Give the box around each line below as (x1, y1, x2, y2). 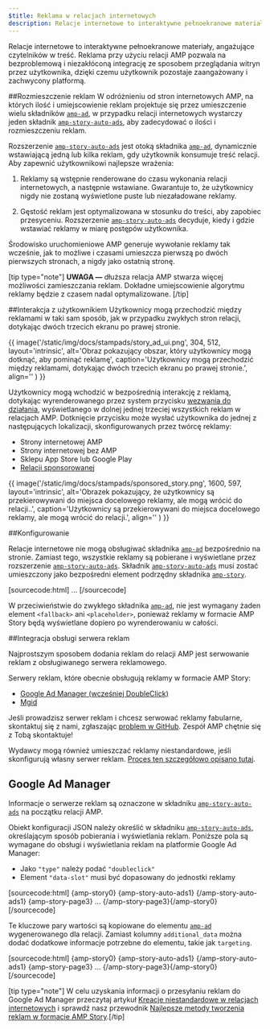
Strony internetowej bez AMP (19, 445, 117, 455)
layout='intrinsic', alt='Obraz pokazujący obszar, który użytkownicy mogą (8, 345, 252, 355)
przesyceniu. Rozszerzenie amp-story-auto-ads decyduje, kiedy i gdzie (19, 215, 255, 225)
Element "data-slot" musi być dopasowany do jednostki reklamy (19, 873, 235, 882)
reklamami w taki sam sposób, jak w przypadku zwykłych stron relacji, (8, 313, 241, 323)
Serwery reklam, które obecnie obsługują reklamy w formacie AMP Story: (8, 673, 252, 683)
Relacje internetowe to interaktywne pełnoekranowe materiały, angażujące (8, 41, 255, 51)
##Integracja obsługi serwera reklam (8, 633, 130, 643)
